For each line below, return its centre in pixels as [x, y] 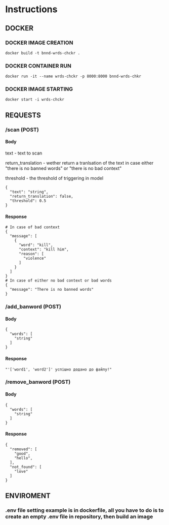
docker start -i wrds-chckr [35, 100]
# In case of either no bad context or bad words [59, 281]
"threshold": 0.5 [28, 201]
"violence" [35, 258]
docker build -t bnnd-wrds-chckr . [43, 53]
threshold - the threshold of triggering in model [54, 178]
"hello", [24, 458]
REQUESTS [23, 115]
